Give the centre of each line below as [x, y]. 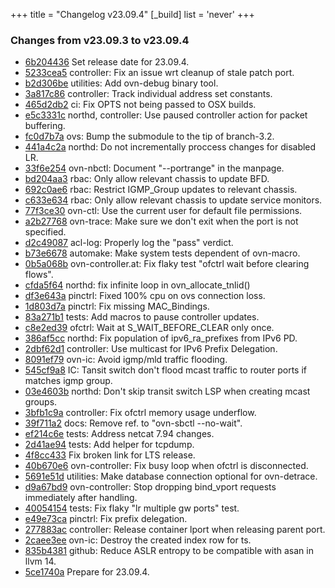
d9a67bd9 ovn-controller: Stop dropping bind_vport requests [150, 487]
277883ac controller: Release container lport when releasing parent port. [175, 530]
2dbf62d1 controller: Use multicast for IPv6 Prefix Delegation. [151, 349]
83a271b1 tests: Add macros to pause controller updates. [142, 317]
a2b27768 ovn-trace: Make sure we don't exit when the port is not [161, 221]
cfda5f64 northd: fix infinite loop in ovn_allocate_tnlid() [137, 285]
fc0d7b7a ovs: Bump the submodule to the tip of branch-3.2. [149, 136]
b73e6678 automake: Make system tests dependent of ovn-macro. [162, 253]
